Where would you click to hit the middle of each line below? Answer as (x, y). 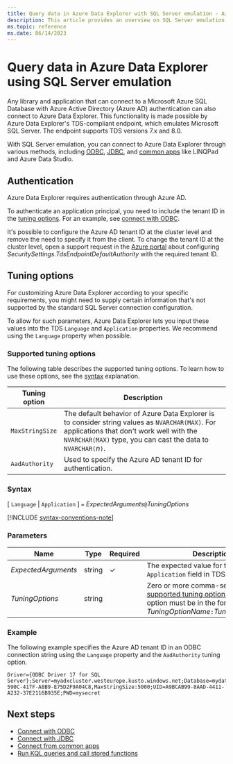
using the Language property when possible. (69, 335)
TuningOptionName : (180, 611)
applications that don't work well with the (130, 431)
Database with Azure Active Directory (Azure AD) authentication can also (112, 109)
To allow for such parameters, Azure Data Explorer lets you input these (108, 321)
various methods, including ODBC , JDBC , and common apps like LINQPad (113, 152)
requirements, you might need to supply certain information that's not (106, 300)
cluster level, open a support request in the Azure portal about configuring (113, 247)
